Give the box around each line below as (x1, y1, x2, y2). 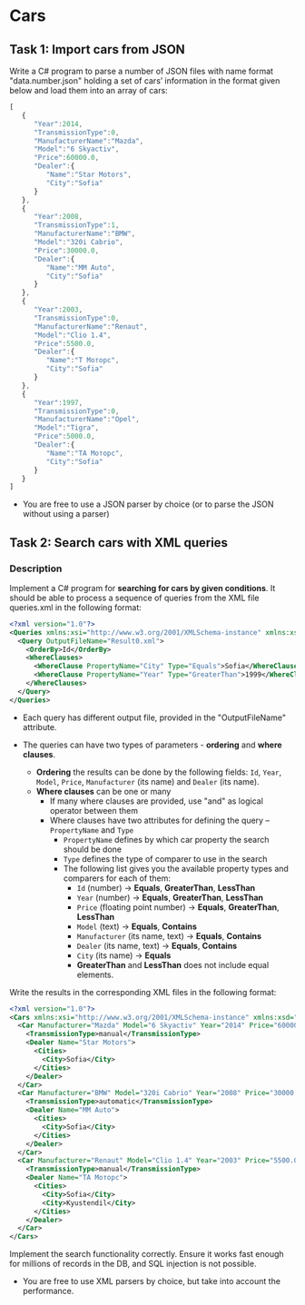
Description (9, 562, 63, 575)
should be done (63, 844, 123, 855)
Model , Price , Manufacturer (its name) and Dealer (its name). (35, 776, 261, 786)
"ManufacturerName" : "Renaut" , (33, 321, 148, 331)
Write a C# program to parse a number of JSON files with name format (9, 65, 274, 76)
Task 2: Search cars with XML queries (9, 535, 229, 550)
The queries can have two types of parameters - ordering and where (22, 739, 283, 750)
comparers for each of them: (63, 873, 171, 884)
